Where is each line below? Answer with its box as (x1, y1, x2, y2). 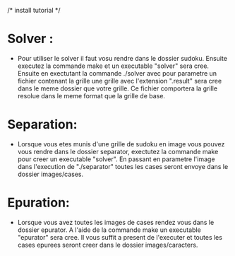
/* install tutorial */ (7, 6, 61, 14)
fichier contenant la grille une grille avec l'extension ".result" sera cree (17, 76, 222, 85)
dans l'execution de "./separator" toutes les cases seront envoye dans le (17, 162, 229, 170)
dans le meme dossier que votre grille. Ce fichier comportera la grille (17, 84, 217, 93)
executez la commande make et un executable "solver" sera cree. (17, 62, 210, 70)
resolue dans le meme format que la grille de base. (17, 91, 166, 100)
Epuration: (7, 194, 71, 211)
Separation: (7, 117, 78, 133)
